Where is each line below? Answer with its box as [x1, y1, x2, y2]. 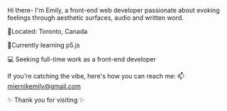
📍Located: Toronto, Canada [7, 28, 88, 35]
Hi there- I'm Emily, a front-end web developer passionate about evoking [7, 6, 220, 14]
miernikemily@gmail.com [7, 82, 82, 90]
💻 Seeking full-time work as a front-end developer [7, 55, 156, 63]
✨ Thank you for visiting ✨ [7, 95, 85, 104]
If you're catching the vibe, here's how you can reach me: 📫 [7, 72, 184, 80]
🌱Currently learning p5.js [7, 41, 80, 49]
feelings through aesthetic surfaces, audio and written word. [7, 13, 184, 22]
